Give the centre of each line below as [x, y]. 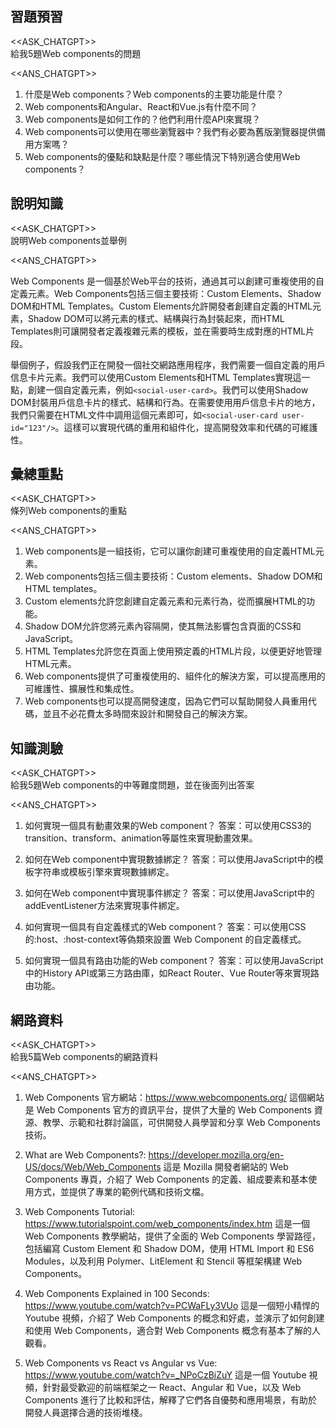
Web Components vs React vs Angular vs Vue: [121, 1363]
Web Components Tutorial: [80, 1212]
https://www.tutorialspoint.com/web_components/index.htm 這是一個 [167, 1224]
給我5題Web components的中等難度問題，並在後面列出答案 [132, 785]
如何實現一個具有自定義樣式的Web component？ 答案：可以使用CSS [165, 927]
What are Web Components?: [85, 1155]
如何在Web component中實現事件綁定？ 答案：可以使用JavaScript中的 [169, 893]
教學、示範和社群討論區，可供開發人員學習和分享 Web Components [181, 1123]
